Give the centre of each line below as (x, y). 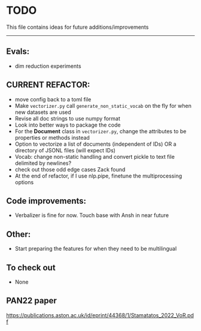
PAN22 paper (31, 301)
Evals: (18, 52)
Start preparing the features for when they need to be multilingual (96, 249)
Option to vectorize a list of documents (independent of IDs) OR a (95, 144)
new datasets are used (43, 112)
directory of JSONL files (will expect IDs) (65, 150)
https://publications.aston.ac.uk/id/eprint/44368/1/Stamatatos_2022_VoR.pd (100, 315)
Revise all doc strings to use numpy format (68, 118)
